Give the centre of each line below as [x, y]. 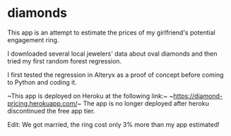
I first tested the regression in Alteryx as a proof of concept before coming [115, 75]
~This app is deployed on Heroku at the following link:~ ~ [90, 96]
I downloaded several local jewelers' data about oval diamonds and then [112, 54]
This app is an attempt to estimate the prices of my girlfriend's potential [111, 32]
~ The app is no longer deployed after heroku [143, 103]
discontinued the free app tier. [51, 111]
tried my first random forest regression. [65, 61]
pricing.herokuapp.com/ [42, 103]
